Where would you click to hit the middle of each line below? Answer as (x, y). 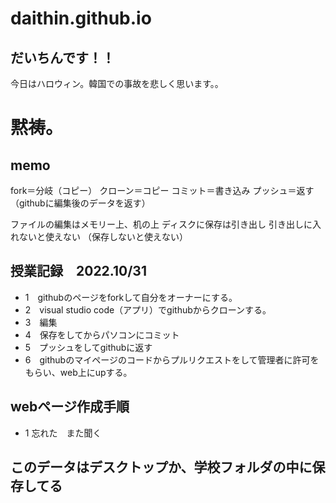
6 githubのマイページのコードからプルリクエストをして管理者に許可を (172, 359)
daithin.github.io (81, 18)
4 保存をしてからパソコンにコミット (102, 334)
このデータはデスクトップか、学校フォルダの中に (161, 467)
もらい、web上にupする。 (78, 372)
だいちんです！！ (62, 57)
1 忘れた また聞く (63, 433)
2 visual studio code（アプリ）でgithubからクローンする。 (148, 309)
